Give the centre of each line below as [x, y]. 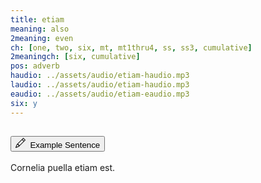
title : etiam [37, 19]
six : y [24, 103]
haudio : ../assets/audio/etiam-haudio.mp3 [100, 76]
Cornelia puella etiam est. [63, 168]
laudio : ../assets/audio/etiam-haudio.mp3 [100, 85]
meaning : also [40, 29]
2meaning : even [42, 38]
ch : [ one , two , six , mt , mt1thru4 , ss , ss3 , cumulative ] [131, 47]
